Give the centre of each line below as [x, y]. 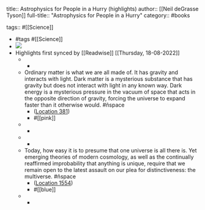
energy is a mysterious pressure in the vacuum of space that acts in [110, 92]
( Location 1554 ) [53, 183]
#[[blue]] [45, 189]
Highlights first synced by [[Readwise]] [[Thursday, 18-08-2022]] [97, 53]
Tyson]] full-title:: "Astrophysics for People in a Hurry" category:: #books [98, 15]
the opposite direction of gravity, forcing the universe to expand [105, 98]
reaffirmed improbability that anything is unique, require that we [105, 163]
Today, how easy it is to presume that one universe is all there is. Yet [110, 150]
